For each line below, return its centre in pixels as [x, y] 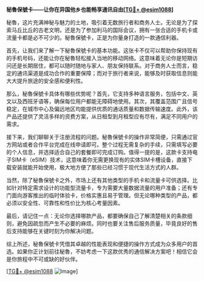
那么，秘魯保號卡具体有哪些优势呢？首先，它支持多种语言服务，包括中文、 [99, 94]
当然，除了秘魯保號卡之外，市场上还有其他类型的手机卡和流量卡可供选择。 [99, 180]
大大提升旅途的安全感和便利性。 [46, 81]
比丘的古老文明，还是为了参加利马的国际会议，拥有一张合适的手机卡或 [110, 30]
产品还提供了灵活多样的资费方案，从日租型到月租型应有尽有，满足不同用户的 [102, 117]
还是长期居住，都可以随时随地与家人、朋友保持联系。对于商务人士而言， [102, 66]
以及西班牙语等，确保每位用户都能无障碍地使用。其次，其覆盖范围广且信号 [104, 101]
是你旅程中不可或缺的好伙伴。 [43, 259]
